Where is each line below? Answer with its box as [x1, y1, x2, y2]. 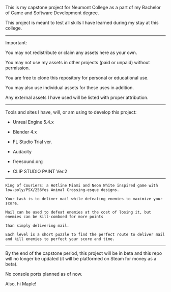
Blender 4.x [12, 129, 37, 135]
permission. [5, 65, 30, 71]
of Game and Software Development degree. [5, 10, 99, 16]
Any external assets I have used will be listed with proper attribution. [5, 94, 149, 100]
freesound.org [12, 158, 43, 165]
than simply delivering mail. [5, 223, 70, 228]
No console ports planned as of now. [5, 271, 82, 277]
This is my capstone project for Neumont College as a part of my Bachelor [5, 5, 161, 10]
